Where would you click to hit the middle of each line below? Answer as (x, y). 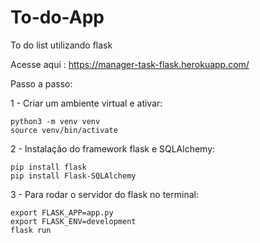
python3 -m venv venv (55, 121)
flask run (31, 230)
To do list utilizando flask (61, 45)
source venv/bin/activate (64, 130)
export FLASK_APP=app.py (62, 212)
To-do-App (57, 17)
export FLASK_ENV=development (73, 221)
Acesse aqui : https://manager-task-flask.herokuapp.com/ (130, 64)
